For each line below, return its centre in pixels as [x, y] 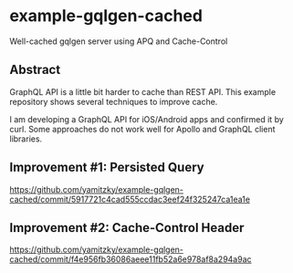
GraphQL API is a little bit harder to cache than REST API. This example [143, 91]
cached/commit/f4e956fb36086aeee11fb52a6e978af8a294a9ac [131, 259]
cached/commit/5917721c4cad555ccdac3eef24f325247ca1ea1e [130, 199]
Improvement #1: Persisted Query [107, 168]
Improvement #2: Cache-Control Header [127, 228]
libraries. [26, 139]
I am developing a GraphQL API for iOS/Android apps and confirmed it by [147, 119]
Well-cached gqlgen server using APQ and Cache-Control [119, 41]
